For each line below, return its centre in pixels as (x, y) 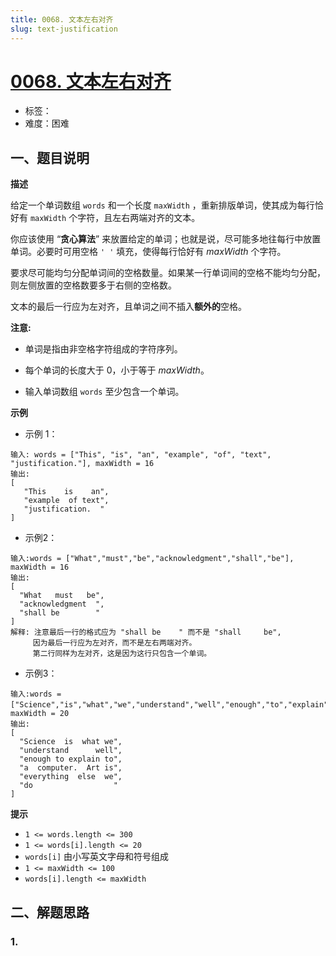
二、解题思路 (50, 912)
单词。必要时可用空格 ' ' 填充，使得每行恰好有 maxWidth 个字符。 (148, 252)
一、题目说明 (50, 157)
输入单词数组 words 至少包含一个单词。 (104, 392)
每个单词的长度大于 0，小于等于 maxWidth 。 (117, 370)
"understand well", (71, 751)
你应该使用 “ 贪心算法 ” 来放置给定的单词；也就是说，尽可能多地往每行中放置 (166, 239)
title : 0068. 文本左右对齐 (62, 19)
